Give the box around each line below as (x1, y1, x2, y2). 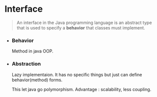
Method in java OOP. (11, 48, 53, 54)
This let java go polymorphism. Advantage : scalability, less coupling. (11, 86, 152, 92)
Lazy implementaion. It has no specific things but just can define (11, 72, 143, 77)
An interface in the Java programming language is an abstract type (16, 20, 152, 25)
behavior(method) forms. (11, 77, 63, 83)
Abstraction (11, 60, 41, 67)
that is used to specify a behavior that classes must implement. (16, 24, 145, 30)
